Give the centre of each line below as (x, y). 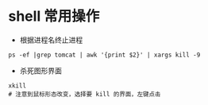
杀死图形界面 (40, 70)
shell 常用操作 (54, 16)
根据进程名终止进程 (51, 40)
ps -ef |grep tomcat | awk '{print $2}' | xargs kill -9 (104, 55)
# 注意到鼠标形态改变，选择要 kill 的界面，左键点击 (85, 94)
